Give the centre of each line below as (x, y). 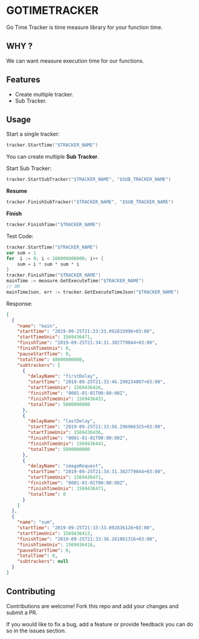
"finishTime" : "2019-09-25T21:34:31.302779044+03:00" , (87, 343)
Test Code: (20, 236)
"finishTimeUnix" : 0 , (44, 348)
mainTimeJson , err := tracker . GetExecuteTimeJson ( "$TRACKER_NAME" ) (93, 292)
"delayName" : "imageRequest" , (66, 466)
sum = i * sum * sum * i (48, 264)
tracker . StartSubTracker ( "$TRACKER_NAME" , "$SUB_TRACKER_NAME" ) (89, 180)
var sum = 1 (21, 253)
